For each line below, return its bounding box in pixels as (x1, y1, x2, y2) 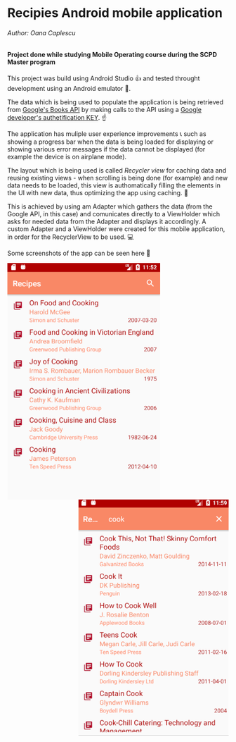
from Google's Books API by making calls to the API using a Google (7, 106, 202, 113)
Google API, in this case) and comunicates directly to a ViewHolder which (7, 210, 220, 218)
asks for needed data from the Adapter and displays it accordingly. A (7, 217, 206, 225)
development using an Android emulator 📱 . (7, 85, 131, 92)
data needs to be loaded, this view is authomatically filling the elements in (7, 181, 221, 190)
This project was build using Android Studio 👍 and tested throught (7, 74, 200, 82)
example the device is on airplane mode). (7, 153, 127, 161)
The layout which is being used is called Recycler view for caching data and (7, 166, 227, 174)
